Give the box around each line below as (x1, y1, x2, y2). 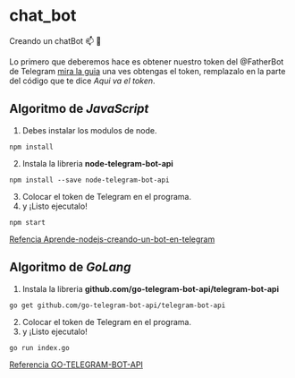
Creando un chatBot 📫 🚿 (9, 35, 102, 46)
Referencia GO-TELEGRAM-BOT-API (9, 359, 143, 370)
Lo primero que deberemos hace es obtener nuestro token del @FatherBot (9, 56, 284, 67)
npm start (9, 218, 46, 227)
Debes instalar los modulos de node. (21, 125, 157, 135)
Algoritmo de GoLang (9, 260, 131, 275)
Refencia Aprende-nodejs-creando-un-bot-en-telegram (9, 234, 215, 245)
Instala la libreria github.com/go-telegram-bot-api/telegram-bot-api (21, 283, 280, 294)
